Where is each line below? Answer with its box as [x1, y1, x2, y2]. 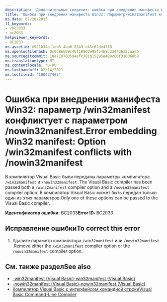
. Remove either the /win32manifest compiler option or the [12, 243, 130, 249]
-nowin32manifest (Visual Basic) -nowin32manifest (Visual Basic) [12, 281, 146, 287]
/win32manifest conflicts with [5, 147, 132, 158]
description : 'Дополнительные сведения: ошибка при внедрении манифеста [5, 7, 159, 12]
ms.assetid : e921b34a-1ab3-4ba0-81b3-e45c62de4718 [5, 44, 112, 49]
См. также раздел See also [5, 263, 91, 271]
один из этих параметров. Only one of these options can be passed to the [5, 195, 158, 201]
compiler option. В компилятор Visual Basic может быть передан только [5, 189, 157, 195]
